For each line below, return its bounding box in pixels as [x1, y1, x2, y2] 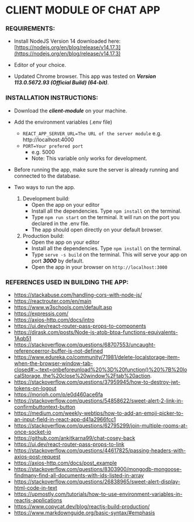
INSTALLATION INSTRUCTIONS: [5, 94, 99, 102]
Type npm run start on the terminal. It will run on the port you [31, 213, 180, 220]
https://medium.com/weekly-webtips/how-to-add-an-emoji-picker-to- [13, 410, 183, 417]
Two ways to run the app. [13, 183, 75, 190]
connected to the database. [13, 172, 81, 179]
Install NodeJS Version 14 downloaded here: [13, 37, 121, 45]
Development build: [22, 195, 70, 202]
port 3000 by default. [31, 257, 84, 264]
